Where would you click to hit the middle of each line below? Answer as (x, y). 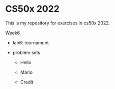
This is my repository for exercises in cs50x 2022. (58, 23)
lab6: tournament (31, 42)
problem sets (26, 52)
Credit (27, 82)
